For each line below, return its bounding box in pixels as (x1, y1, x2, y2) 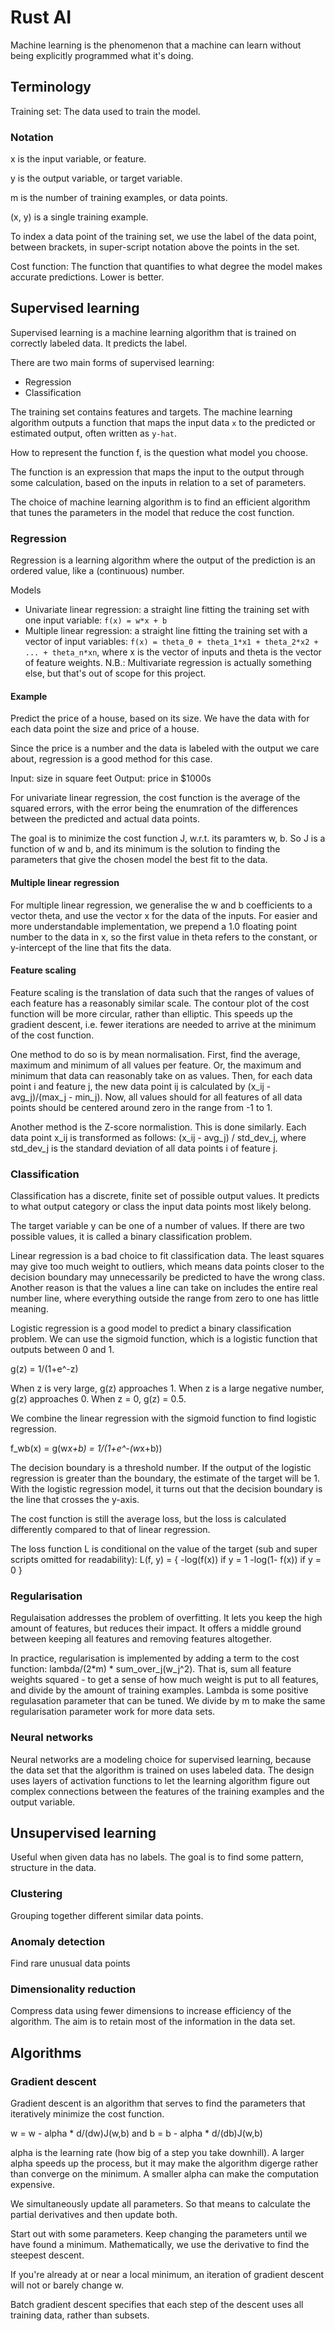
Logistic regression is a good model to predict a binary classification (10, 1322, 292, 1335)
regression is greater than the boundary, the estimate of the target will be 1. (10, 1472, 321, 1485)
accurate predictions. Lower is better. (10, 271, 165, 283)
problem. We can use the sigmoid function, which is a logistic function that (10, 1333, 318, 1345)
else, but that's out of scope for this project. (24, 667, 207, 680)
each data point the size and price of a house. (10, 723, 200, 735)
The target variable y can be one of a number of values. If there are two (10, 1220, 305, 1232)
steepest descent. (10, 2249, 85, 2261)
